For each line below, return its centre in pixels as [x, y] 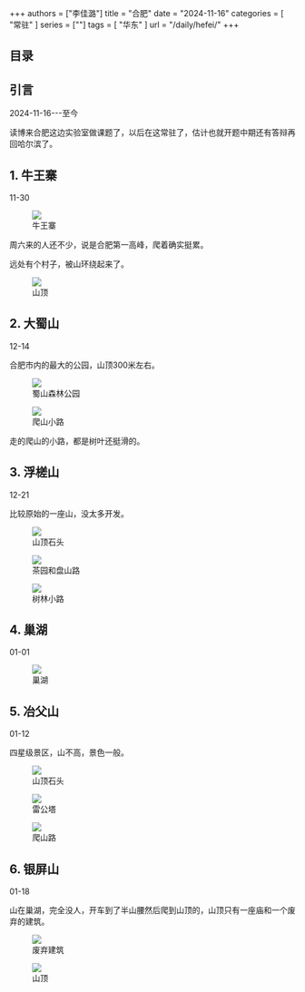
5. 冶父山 [34, 711]
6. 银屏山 [34, 869]
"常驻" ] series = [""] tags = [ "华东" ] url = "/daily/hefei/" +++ [124, 25]
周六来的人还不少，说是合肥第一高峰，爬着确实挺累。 [109, 245]
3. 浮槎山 [34, 472]
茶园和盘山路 [56, 570]
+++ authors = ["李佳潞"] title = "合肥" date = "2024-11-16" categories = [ [147, 13]
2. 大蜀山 [34, 324]
